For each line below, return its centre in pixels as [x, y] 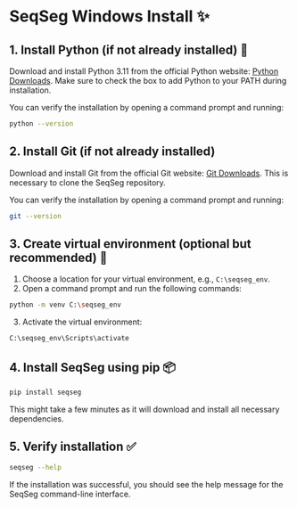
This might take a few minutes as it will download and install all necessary [144, 409]
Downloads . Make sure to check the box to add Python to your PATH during [148, 81]
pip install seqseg [45, 392]
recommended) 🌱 [58, 257]
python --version [41, 124]
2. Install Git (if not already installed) [112, 152]
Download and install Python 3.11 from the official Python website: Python [144, 71]
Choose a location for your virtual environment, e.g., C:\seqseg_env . [146, 279]
